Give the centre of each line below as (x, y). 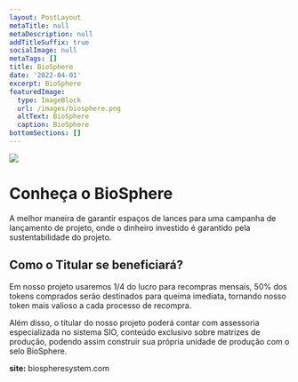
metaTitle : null (39, 26)
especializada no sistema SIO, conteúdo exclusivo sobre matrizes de (135, 332)
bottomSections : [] (45, 133)
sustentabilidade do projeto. (60, 237)
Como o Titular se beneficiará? (97, 265)
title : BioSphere (41, 68)
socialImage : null (43, 51)
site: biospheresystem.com (59, 368)
